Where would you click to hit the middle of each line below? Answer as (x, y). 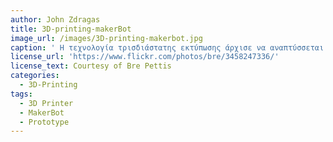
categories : (35, 76)
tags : (21, 94)
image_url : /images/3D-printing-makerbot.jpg (106, 38)
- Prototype (44, 122)
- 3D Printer (46, 103)
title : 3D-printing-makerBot (71, 29)
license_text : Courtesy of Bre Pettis (91, 66)
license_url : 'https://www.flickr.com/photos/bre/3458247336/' (145, 57)
